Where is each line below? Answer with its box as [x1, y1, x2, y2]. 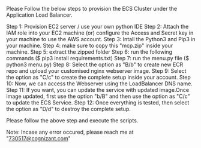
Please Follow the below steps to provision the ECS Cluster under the [6, 5, 178, 12]
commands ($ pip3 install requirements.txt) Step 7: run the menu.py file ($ [6, 55, 190, 61]
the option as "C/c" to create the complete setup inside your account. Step [6, 74, 191, 81]
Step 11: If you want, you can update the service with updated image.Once [6, 87, 190, 93]
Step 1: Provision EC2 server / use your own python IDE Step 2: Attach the [6, 23, 189, 30]
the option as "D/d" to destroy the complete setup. [6, 106, 131, 112]
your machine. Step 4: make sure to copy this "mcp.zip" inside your [6, 42, 173, 49]
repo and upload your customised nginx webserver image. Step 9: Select [6, 67, 187, 74]
